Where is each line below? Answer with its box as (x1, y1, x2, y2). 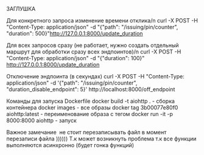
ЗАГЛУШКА (6, 5, 36, 12)
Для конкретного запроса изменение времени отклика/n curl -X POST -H (6, 17, 198, 24)
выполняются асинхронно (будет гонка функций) (6, 142, 135, 148)
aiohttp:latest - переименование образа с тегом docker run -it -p (6, 111, 174, 117)
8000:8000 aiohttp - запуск (6, 117, 77, 124)
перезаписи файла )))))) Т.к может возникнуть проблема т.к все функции (6, 135, 197, 142)
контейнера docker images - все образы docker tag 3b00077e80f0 (6, 104, 178, 111)
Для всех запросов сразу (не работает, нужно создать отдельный (6, 42, 179, 49)
